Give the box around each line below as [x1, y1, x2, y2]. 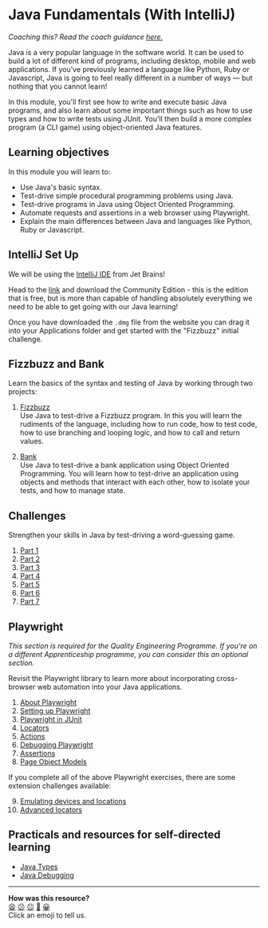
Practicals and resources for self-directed [8, 828, 221, 842]
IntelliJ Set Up [8, 248, 79, 261]
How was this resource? [8, 893, 90, 902]
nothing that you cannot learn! [8, 82, 108, 91]
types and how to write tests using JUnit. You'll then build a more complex [8, 114, 253, 123]
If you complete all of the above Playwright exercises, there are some [8, 773, 236, 782]
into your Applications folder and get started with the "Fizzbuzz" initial [8, 325, 239, 335]
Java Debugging [19, 870, 74, 880]
